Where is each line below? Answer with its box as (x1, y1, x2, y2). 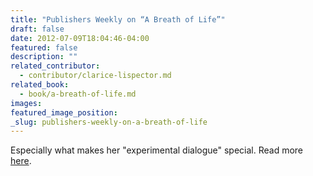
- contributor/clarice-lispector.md (19, 71, 172, 81)
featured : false (10, 42, 78, 53)
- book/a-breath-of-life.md (19, 89, 137, 99)
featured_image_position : (10, 107, 118, 118)
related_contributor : (10, 61, 101, 71)
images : (10, 98, 43, 108)
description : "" (10, 52, 78, 62)
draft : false (10, 24, 65, 34)
